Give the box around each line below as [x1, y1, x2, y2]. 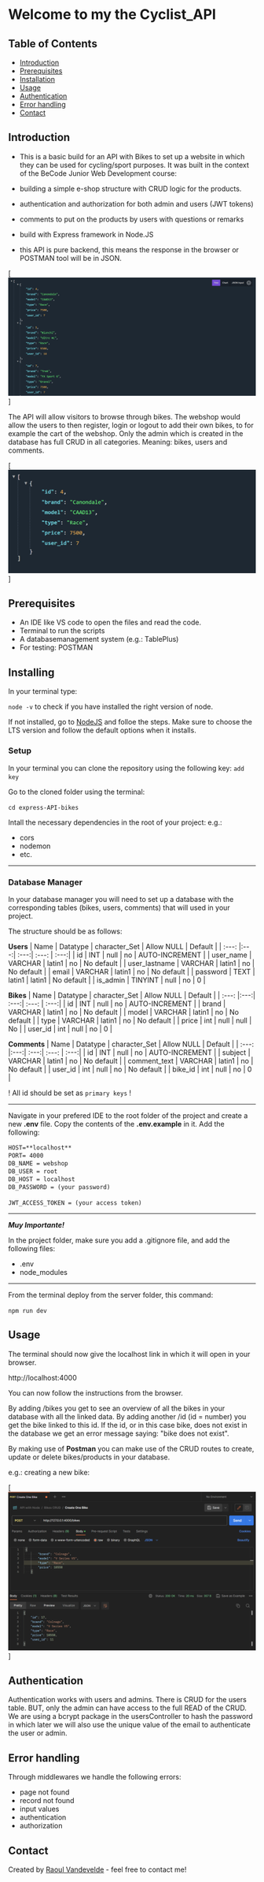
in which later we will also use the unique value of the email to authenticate [8, 1720, 251, 1730]
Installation [19, 75, 56, 84]
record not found [19, 1796, 75, 1806]
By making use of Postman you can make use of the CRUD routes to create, [8, 1444, 255, 1453]
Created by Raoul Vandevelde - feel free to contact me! [8, 1865, 187, 1874]
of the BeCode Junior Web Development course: [19, 168, 178, 178]
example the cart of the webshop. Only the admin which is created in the [8, 428, 244, 438]
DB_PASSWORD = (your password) [8, 1183, 111, 1191]
